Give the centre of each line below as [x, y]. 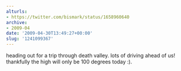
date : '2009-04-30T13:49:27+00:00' [49, 33]
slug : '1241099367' [30, 39]
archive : [17, 22]
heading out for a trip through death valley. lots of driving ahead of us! [91, 55]
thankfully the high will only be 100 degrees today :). [69, 62]
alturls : [17, 11]
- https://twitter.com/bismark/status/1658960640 [68, 17]
